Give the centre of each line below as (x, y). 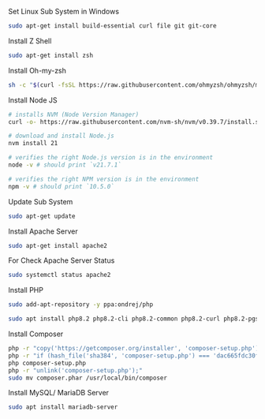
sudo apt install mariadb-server (63, 407)
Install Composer (36, 334)
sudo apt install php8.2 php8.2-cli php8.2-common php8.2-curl (114, 319)
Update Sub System (41, 201)
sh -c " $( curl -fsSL (42, 85)
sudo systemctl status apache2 (60, 275)
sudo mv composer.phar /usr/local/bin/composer (88, 378)
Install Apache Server (43, 231)
